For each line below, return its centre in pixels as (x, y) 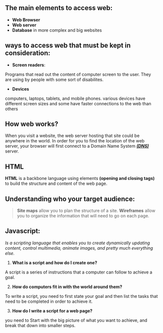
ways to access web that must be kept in (68, 46)
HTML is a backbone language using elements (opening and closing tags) (80, 178)
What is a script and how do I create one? (54, 262)
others (12, 109)
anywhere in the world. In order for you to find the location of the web (75, 141)
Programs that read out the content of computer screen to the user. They (78, 74)
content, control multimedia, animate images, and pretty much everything (79, 248)
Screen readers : (28, 65)
